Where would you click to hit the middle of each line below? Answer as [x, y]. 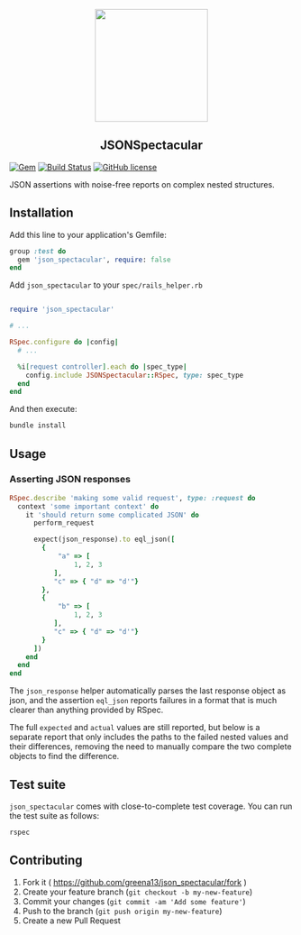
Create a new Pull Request [72, 921]
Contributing [46, 861]
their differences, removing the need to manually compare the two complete [150, 747]
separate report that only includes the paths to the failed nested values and [149, 737]
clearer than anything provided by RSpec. [87, 710]
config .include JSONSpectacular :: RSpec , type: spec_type [135, 375]
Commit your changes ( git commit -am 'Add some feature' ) [134, 901]
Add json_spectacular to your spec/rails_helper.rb [106, 285]
